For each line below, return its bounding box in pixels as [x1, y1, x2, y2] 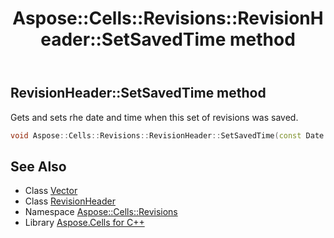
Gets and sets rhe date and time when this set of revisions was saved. [10, 111, 299, 123]
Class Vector [24, 185, 78, 197]
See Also [10, 158, 67, 175]
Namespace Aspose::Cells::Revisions [24, 206, 178, 218]
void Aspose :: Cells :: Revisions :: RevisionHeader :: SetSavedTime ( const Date [10, 130, 325, 141]
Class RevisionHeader [24, 195, 116, 207]
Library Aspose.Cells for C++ [24, 217, 145, 229]
